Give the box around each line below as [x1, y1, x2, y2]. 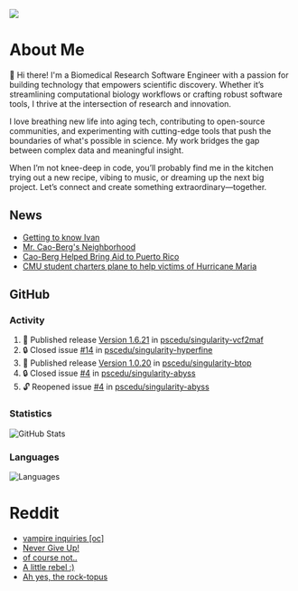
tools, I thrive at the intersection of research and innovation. [9, 98, 232, 109]
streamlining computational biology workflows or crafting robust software [9, 89, 283, 100]
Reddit [9, 503, 60, 524]
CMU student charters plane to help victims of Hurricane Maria [22, 261, 257, 272]
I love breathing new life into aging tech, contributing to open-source [9, 116, 265, 127]
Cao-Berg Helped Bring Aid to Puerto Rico [22, 251, 180, 262]
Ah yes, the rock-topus [22, 571, 108, 582]
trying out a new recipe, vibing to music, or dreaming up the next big [9, 172, 265, 183]
